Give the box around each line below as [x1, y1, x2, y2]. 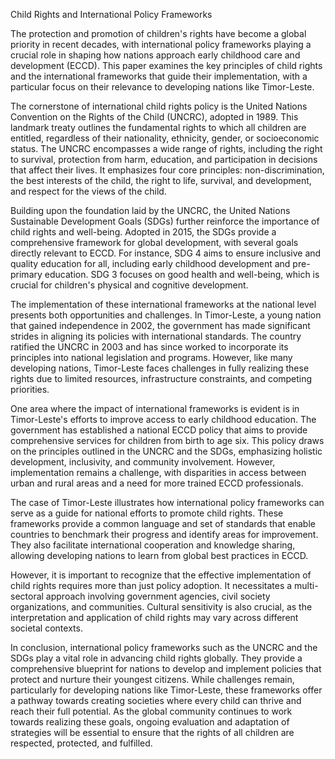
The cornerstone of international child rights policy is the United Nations [10, 100, 308, 112]
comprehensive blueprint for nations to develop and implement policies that [10, 663, 322, 674]
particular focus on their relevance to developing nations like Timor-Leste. [10, 81, 315, 93]
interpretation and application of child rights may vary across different [10, 612, 299, 623]
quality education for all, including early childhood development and [10, 258, 291, 269]
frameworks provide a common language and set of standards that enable [10, 518, 316, 529]
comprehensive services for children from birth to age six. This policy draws [10, 435, 325, 446]
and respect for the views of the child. [10, 185, 167, 197]
